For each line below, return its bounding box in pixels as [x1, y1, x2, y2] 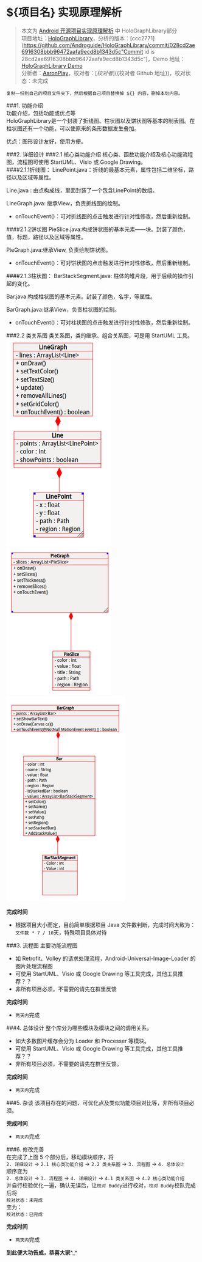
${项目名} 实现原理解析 [6, 6, 122, 20]
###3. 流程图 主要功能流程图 [6, 942, 78, 949]
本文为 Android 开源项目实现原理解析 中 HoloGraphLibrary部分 [21, 27, 178, 34]
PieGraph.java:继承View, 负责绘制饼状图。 [6, 246, 111, 254]
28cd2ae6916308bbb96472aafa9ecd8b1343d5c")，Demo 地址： [21, 55, 186, 62]
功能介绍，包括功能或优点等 [6, 109, 76, 117]
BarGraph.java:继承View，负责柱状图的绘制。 [6, 306, 120, 313]
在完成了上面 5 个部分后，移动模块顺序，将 [6, 1153, 114, 1161]
